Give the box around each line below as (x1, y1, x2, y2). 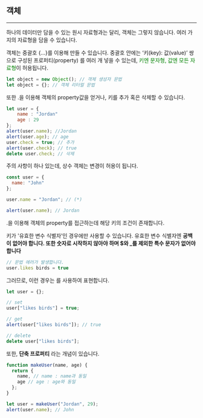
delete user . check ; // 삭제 (6, 151, 74, 157)
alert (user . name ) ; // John (6, 407, 74, 413)
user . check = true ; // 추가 (6, 139, 74, 145)
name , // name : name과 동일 (17, 373, 86, 379)
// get (6, 316, 23, 322)
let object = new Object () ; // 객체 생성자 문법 (6, 76, 122, 82)
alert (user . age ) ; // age (6, 134, 69, 140)
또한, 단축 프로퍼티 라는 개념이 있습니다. (6, 350, 100, 357)
